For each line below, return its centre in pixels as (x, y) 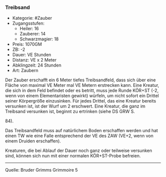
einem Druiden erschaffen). (33, 141)
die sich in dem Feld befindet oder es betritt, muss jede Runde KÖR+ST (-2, (82, 91)
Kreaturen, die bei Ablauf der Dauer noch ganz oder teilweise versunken (79, 151)
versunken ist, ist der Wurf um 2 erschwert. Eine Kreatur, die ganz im (75, 106)
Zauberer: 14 (33, 34)
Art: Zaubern (25, 71)
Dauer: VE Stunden (32, 55)
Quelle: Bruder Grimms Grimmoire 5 (41, 170)
